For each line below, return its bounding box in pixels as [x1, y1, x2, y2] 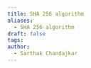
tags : [7, 37, 23, 44]
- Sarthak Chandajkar [14, 50, 78, 57]
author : [7, 43, 31, 50]
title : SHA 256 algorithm [7, 10, 84, 18]
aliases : [7, 17, 33, 24]
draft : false [7, 30, 46, 38]
